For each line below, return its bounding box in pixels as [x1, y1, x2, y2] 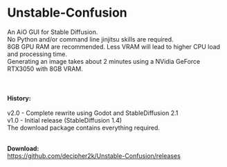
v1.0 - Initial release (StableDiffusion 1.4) [7, 116, 122, 124]
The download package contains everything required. [7, 123, 161, 132]
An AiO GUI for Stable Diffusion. [7, 28, 98, 36]
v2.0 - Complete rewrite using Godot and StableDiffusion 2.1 [7, 109, 179, 117]
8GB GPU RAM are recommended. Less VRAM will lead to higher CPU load [7, 42, 220, 51]
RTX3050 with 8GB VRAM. [7, 64, 83, 73]
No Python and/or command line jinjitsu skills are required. [7, 35, 174, 43]
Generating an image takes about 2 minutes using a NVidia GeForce [7, 57, 201, 65]
